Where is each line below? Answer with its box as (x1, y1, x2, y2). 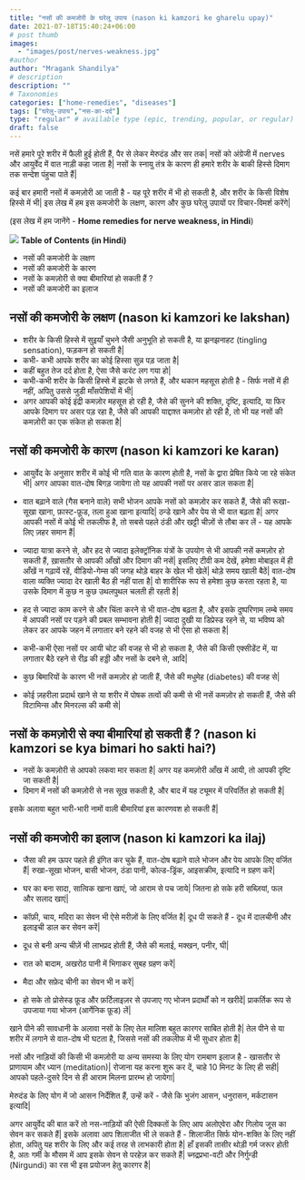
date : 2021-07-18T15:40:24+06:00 (9, 22, 136, 31)
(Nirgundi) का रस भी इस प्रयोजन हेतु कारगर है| (9, 1160, 152, 1171)
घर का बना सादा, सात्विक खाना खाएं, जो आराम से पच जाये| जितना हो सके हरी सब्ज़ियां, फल (22, 883, 283, 894)
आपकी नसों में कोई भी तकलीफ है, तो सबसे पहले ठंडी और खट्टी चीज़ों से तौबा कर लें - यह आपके (22, 516, 292, 527)
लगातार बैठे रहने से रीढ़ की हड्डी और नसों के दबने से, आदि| (22, 653, 188, 664)
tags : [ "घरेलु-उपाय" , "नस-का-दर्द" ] (9, 107, 121, 116)
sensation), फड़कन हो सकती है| (22, 344, 124, 355)
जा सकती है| (22, 775, 60, 786)
